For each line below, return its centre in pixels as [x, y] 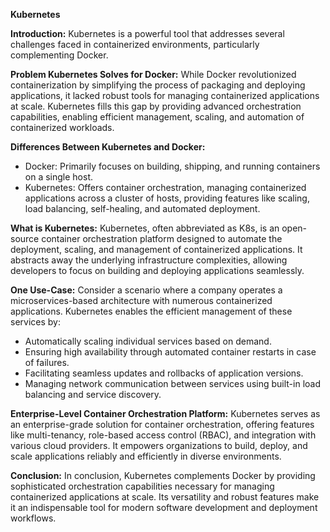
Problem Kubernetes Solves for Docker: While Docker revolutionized [153, 74]
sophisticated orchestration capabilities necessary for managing [142, 486]
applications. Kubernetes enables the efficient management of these [151, 311]
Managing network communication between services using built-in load [173, 383]
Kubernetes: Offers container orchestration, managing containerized [165, 187]
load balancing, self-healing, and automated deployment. [142, 208]
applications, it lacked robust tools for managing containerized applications [165, 95]
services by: [35, 322]
